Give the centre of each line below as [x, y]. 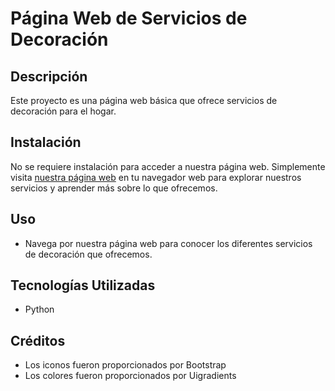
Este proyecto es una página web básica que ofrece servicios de [144, 100]
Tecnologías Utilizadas [83, 285]
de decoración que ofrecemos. [88, 254]
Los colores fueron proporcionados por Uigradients [130, 376]
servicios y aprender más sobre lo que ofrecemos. [114, 188]
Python [39, 309]
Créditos [38, 340]
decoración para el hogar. [63, 111]
